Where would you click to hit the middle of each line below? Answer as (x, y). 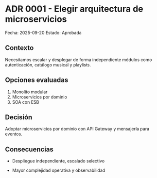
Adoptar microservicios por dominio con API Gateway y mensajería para (77, 129)
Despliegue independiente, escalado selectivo (58, 161)
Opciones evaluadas (37, 80)
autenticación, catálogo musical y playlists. (48, 65)
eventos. (14, 134)
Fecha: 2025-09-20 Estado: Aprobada (43, 32)
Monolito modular (30, 92)
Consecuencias (29, 149)
